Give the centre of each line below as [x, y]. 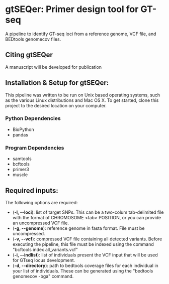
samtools [22, 159]
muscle [20, 175]
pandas [20, 134]
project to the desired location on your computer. [56, 105]
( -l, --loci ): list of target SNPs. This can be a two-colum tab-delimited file [88, 212]
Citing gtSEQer [29, 55]
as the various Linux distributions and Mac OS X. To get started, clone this [82, 100]
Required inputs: [32, 190]
